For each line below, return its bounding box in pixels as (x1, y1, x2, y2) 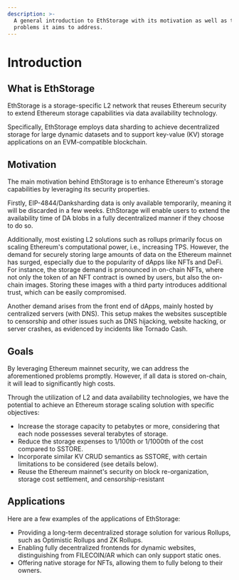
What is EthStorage (7, 83, 95, 95)
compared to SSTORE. (17, 445, 84, 453)
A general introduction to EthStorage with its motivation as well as (14, 17, 228, 24)
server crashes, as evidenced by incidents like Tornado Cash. (7, 325, 188, 333)
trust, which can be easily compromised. (7, 288, 127, 297)
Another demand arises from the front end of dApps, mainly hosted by (7, 302, 213, 310)
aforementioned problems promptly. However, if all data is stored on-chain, (7, 371, 228, 380)
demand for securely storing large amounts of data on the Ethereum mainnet (7, 251, 232, 259)
